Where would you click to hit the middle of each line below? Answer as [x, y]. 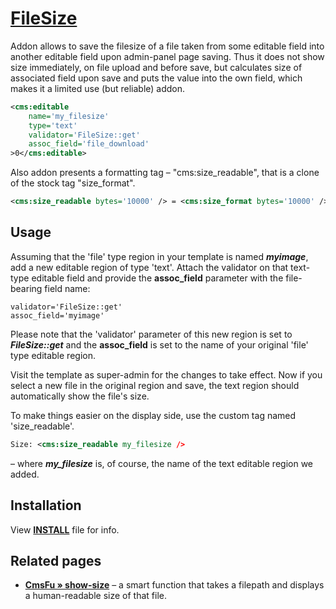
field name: [67, 288]
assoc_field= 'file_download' [89, 144]
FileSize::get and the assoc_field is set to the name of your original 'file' [159, 344]
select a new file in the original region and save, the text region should [155, 385]
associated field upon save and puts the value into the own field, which [156, 78]
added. [25, 474]
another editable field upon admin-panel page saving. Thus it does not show [167, 56]
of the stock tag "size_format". [73, 183]
